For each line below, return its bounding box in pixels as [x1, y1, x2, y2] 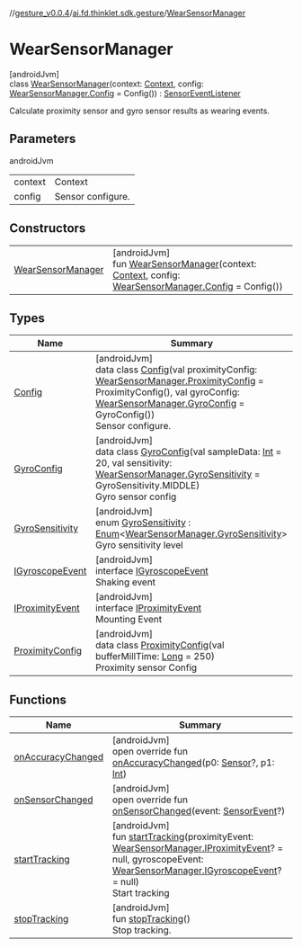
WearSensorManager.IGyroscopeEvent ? [111, 864, 282, 877]
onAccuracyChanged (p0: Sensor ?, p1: [111, 756, 275, 769]
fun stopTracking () [111, 913, 191, 926]
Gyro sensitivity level [95, 539, 183, 551]
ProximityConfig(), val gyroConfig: [95, 386, 240, 398]
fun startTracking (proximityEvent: [111, 831, 254, 844]
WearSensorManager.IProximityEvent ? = [111, 842, 284, 854]
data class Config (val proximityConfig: [95, 363, 258, 376]
